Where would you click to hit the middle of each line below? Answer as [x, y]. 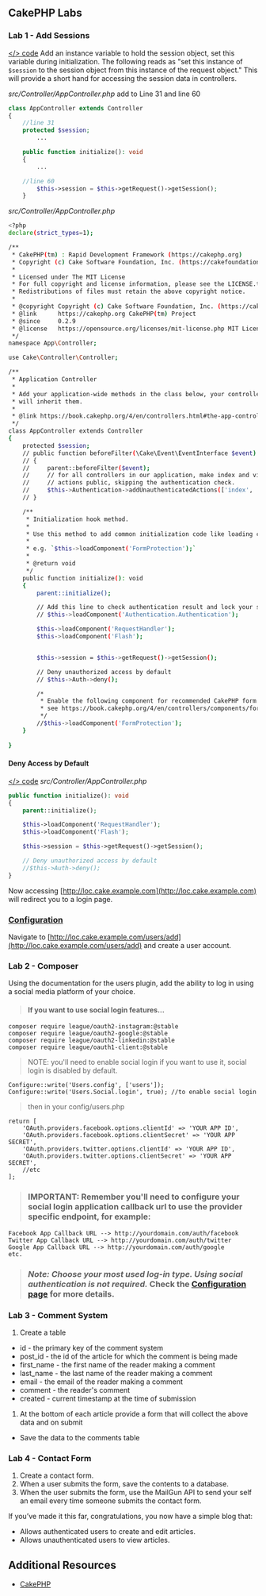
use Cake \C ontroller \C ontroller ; [63, 358]
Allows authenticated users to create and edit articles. [108, 1532]
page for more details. [71, 1293]
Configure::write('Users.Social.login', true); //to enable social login [133, 1092]
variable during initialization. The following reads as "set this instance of [125, 61]
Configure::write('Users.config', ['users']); [86, 1085]
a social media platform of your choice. [72, 992]
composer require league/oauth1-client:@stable [88, 1047]
